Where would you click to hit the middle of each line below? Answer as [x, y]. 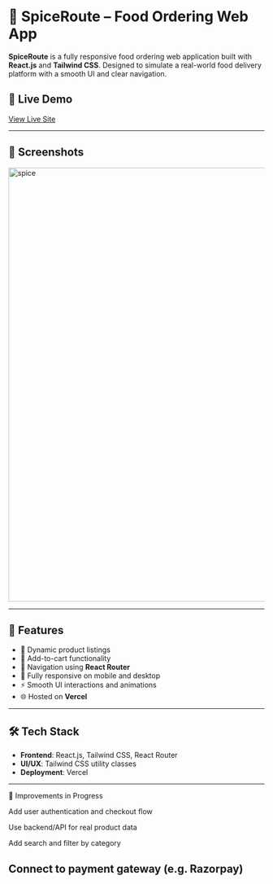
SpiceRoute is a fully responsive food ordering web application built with [130, 56]
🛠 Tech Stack [44, 731]
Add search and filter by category [65, 843]
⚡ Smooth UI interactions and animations [88, 685]
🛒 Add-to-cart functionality [65, 659]
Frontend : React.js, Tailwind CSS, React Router [99, 755]
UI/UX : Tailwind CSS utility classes [78, 764]
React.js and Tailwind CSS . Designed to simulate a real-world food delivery [135, 65]
